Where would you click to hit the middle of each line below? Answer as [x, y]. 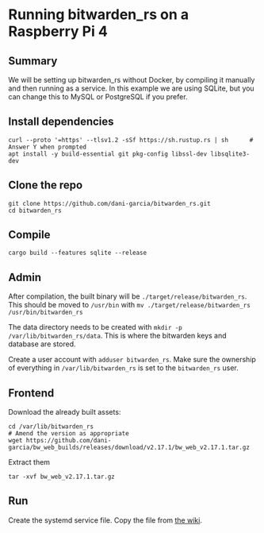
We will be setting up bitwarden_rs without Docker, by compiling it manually [132, 80]
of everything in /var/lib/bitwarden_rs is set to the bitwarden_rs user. [124, 368]
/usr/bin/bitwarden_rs [46, 313]
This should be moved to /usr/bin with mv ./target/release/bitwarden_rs [130, 305]
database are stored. [42, 344]
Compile [29, 235]
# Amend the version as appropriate [69, 434]
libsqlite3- [230, 154]
